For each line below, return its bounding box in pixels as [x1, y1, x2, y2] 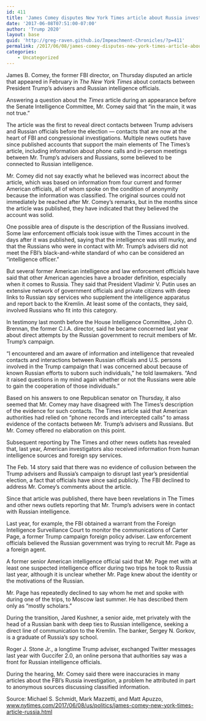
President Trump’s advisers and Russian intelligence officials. [6, 84, 161, 92]
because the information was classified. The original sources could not [6, 191, 186, 199]
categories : [6, 49, 37, 55]
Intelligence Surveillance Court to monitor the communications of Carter [6, 526, 188, 534]
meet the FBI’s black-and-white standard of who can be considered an [6, 249, 185, 256]
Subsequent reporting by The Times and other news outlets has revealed [6, 439, 191, 446]
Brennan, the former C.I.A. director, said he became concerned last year [6, 325, 189, 332]
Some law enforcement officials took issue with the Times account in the [6, 229, 190, 236]
